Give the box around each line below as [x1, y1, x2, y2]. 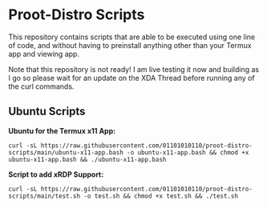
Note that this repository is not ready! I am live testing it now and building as [8, 64, 259, 74]
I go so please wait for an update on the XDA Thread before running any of [8, 73, 255, 82]
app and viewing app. [8, 49, 80, 58]
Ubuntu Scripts [8, 105, 86, 118]
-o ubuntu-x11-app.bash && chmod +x [127, 148, 249, 157]
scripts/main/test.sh [8, 192, 81, 200]
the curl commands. [8, 82, 75, 91]
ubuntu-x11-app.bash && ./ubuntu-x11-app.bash [8, 155, 167, 163]
